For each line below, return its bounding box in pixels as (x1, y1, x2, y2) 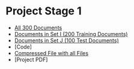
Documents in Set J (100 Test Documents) (14, 37, 120, 44)
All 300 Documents (14, 24, 62, 31)
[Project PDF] (14, 56, 48, 63)
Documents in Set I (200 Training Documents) (14, 30, 128, 37)
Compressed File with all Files (14, 49, 88, 56)
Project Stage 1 (5, 4, 82, 18)
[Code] (14, 43, 32, 50)
